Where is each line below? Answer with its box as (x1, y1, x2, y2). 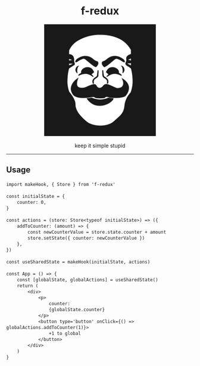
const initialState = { (6, 193, 65, 199)
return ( (17, 283, 39, 289)
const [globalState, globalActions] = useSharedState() (17, 277, 159, 283)
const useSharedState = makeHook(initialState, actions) (6, 259, 151, 265)
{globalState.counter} (48, 306, 105, 312)
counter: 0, (17, 199, 46, 205)
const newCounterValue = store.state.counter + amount (27, 229, 167, 235)
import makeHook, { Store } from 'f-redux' (6, 181, 116, 187)
